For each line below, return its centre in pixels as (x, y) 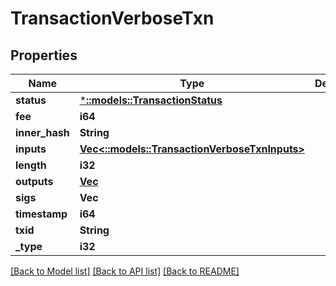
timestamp (41, 214)
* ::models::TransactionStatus (151, 100)
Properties (44, 55)
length (31, 165)
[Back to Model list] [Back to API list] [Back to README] (125, 271)
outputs (34, 181)
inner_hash (42, 132)
